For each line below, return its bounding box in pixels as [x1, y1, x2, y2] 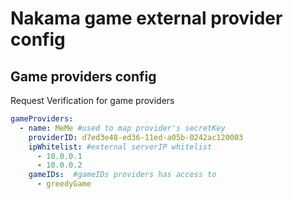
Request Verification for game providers [10, 95, 175, 106]
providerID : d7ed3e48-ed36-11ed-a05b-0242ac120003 [28, 132, 244, 142]
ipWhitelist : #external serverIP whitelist [28, 142, 213, 152]
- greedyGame [36, 179, 92, 189]
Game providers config [10, 68, 157, 85]
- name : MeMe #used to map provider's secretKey [19, 123, 226, 133]
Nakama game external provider [10, 7, 283, 30]
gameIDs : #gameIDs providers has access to [28, 170, 217, 180]
